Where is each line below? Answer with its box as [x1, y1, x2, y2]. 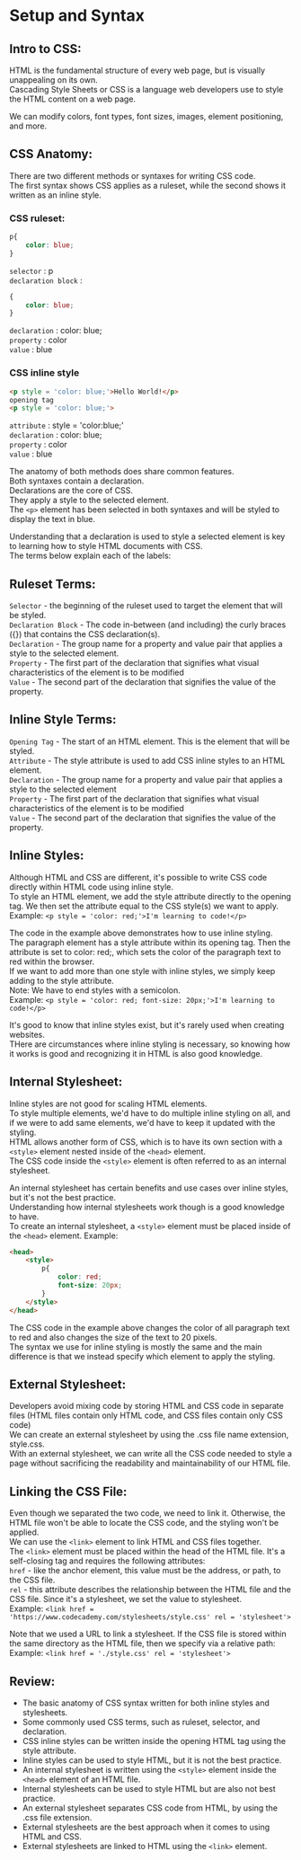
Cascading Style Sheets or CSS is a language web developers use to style [9, 84, 284, 94]
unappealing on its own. [9, 75, 98, 85]
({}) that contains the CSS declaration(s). [9, 629, 160, 640]
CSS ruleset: [9, 212, 66, 225]
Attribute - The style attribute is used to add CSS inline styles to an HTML [9, 755, 286, 766]
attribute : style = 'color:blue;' [9, 420, 124, 431]
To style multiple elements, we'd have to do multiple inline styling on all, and [9, 1107, 290, 1119]
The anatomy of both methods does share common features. [9, 466, 235, 477]
